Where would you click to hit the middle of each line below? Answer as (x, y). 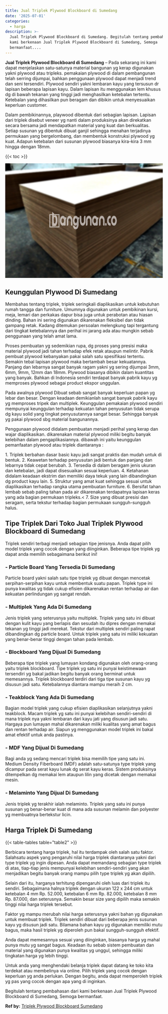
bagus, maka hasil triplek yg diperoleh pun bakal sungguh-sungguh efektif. (82, 930)
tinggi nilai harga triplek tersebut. (39, 904)
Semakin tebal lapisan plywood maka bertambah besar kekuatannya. (76, 362)
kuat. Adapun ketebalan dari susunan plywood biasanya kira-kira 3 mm (78, 141)
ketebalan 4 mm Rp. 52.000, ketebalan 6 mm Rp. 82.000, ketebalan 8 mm (81, 893)
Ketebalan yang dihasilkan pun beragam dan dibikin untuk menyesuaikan (80, 100)
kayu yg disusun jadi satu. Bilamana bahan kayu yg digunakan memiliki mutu (84, 924)
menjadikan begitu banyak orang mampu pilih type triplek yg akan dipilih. (80, 873)
